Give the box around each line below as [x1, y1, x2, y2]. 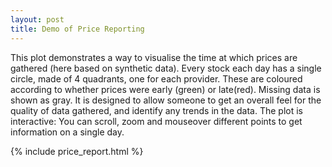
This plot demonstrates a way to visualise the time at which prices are [10, 51, 298, 63]
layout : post [10, 14, 65, 25]
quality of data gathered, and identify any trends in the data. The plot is [10, 104, 303, 116]
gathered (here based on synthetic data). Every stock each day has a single [10, 62, 322, 74]
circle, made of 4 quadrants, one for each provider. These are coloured [10, 72, 303, 85]
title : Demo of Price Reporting [10, 24, 145, 34]
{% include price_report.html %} [10, 145, 144, 157]
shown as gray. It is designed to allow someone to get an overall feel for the [10, 94, 322, 106]
